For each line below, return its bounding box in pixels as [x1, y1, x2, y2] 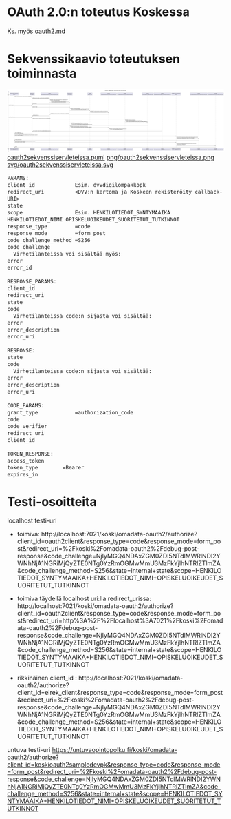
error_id [7, 264, 32, 271]
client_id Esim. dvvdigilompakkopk [7, 181, 146, 188]
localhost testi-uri [7, 516, 57, 525]
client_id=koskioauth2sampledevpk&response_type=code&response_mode [7, 760, 221, 769]
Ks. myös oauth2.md [7, 27, 66, 35]
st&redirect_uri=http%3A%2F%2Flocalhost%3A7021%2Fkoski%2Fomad [16, 616, 223, 625]
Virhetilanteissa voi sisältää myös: [13, 250, 122, 257]
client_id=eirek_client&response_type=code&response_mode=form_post [16, 689, 223, 697]
